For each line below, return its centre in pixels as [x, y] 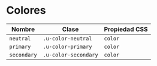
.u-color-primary [67, 46]
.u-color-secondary [70, 55]
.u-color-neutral [67, 38]
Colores [26, 10]
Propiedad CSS [126, 29]
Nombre [23, 29]
